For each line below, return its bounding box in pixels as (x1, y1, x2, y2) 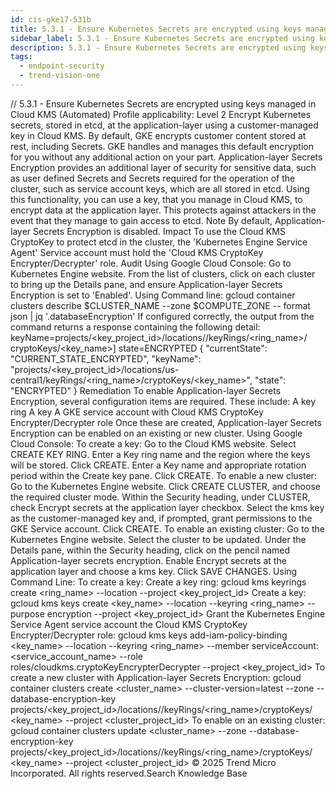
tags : (10, 52, 33, 62)
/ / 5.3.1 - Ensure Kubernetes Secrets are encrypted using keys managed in (10, 97, 317, 110)
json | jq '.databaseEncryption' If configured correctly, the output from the (10, 310, 315, 322)
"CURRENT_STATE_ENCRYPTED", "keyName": (10, 352, 202, 365)
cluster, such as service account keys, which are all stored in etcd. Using (10, 182, 310, 195)
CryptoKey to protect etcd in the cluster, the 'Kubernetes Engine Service (10, 236, 308, 248)
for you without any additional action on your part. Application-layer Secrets (10, 151, 323, 163)
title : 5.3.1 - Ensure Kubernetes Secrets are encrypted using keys (10, 24, 302, 34)
